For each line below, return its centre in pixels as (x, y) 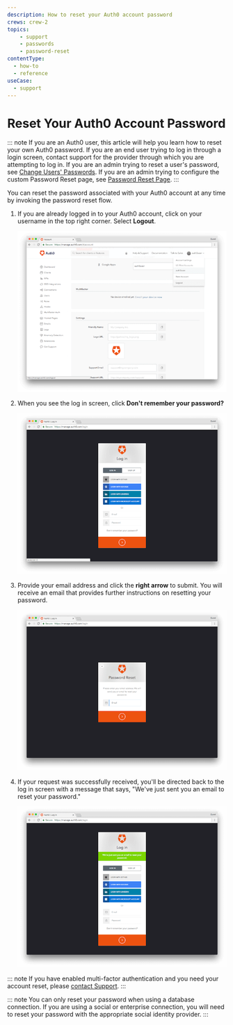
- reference (31, 73)
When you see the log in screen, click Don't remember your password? (121, 403)
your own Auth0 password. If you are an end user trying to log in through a (114, 150)
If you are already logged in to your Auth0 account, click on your (110, 214)
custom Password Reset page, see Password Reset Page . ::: (93, 179)
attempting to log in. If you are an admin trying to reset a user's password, (113, 165)
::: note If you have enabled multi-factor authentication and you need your (113, 979)
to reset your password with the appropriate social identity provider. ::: (108, 1015)
